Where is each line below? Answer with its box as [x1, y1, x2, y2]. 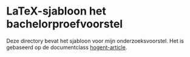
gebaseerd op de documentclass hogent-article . [6, 44, 127, 51]
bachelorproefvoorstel [6, 17, 123, 31]
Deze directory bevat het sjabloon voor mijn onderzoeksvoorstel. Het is [6, 37, 184, 44]
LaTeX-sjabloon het [6, 4, 106, 18]
